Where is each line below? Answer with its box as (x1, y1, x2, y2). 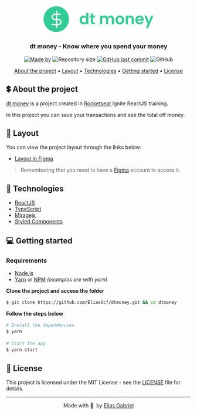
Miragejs (14, 212, 36, 219)
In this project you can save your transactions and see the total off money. (6, 111, 185, 118)
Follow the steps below (6, 310, 63, 317)
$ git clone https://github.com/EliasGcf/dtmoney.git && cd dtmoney (6, 299, 177, 305)
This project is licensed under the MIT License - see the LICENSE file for (6, 379, 181, 386)
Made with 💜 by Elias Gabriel (63, 402, 134, 409)
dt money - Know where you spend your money (29, 42, 168, 51)
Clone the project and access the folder (6, 287, 104, 294)
